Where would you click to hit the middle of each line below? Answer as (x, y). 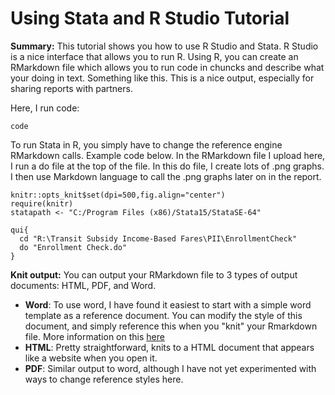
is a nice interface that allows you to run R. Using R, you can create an (154, 56)
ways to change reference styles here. (104, 379)
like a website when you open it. (91, 358)
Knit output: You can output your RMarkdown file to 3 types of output (154, 274)
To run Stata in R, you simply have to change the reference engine (146, 144)
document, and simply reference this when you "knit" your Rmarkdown (171, 326)
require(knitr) (42, 203)
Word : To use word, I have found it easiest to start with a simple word (168, 304)
